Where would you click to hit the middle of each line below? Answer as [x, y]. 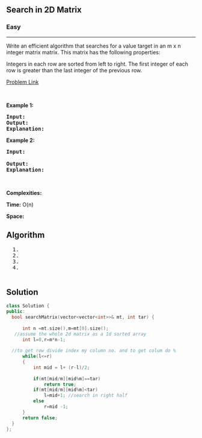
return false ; [40, 418]
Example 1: [20, 105]
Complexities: [24, 193]
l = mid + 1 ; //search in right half [86, 396]
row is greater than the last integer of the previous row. [74, 70]
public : [16, 312]
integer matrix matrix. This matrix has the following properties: [83, 52]
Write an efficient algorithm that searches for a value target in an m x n [94, 46]
